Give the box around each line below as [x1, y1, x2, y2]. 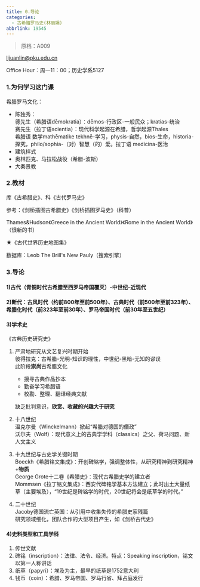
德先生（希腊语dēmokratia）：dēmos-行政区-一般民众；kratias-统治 [14, 118, 180, 125]
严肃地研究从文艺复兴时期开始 [14, 348, 88, 355]
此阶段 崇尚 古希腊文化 [14, 363, 67, 370]
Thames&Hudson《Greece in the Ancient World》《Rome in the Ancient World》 [6, 218, 193, 225]
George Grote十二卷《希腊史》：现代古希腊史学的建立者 [14, 473, 151, 480]
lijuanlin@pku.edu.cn [6, 54, 58, 61]
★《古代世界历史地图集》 [6, 239, 70, 246]
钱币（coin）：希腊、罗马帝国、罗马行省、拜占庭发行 [14, 574, 143, 582]
